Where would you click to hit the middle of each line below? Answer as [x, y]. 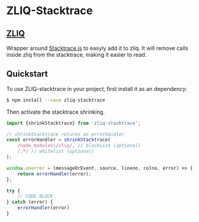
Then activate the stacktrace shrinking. [56, 112]
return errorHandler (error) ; [54, 174]
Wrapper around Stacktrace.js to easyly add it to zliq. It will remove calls [97, 48]
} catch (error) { [30, 202]
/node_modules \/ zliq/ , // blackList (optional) [79, 146]
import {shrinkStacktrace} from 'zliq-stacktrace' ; [73, 123]
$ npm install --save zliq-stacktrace [56, 100]
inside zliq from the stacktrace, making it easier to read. [77, 55]
